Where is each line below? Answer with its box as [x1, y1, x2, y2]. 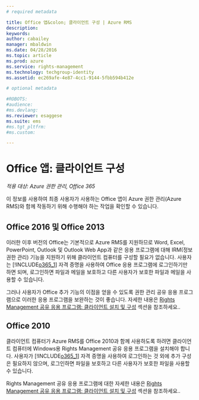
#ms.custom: [6, 129, 36, 136]
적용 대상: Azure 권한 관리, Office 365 [6, 182, 96, 190]
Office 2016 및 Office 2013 [6, 222, 105, 232]
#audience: [6, 102, 33, 108]
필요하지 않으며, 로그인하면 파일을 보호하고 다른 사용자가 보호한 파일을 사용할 [12, 360, 190, 367]
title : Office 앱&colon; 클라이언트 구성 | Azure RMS [6, 19, 132, 26]
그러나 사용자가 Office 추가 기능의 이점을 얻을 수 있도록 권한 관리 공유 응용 [6, 289, 178, 295]
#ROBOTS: [6, 96, 28, 102]
